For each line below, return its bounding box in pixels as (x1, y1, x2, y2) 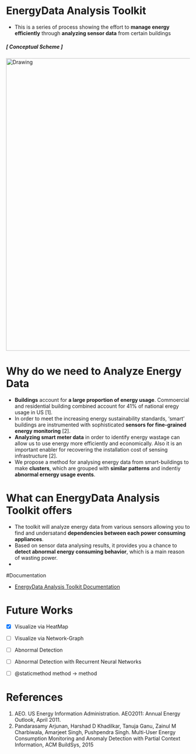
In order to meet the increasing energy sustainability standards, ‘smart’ (14, 415, 185, 422)
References (6, 691, 63, 704)
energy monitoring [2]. (14, 427, 71, 434)
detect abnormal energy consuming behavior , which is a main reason (14, 548, 185, 555)
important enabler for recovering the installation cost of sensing (14, 446, 168, 453)
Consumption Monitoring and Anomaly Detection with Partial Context (14, 735, 181, 742)
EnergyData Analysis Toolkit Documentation (14, 583, 121, 590)
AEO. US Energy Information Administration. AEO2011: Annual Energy (14, 710, 181, 717)
